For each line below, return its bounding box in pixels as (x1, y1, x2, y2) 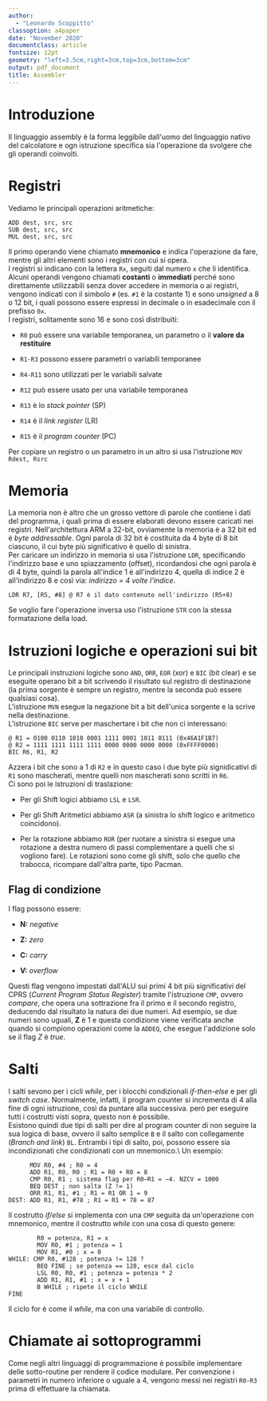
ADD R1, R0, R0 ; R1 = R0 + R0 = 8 (29, 1169, 148, 1177)
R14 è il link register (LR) (19, 416, 99, 425)
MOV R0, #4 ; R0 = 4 (29, 1162, 98, 1169)
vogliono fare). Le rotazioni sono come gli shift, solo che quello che (19, 851, 241, 861)
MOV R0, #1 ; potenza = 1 (37, 1241, 124, 1249)
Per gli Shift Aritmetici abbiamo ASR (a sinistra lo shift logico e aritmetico (19, 810, 255, 820)
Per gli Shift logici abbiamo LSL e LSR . (19, 795, 142, 805)
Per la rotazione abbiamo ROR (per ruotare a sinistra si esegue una (19, 834, 236, 844)
